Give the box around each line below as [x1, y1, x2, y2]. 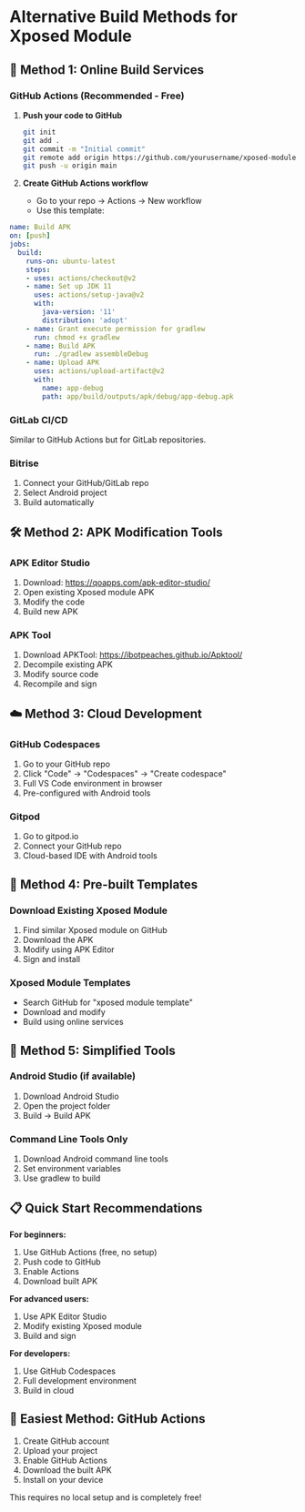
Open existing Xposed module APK [22, 586, 155, 597]
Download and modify [22, 1007, 107, 1018]
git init [22, 127, 56, 137]
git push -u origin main [22, 161, 117, 170]
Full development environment [22, 1375, 137, 1385]
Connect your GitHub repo [22, 840, 122, 852]
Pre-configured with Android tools [22, 787, 151, 798]
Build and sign [22, 1330, 76, 1341]
